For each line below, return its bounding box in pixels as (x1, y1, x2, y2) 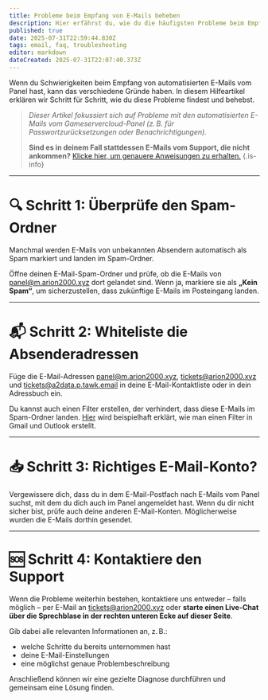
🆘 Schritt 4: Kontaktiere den (9, 550, 202, 568)
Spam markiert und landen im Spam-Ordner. (9, 253, 154, 263)
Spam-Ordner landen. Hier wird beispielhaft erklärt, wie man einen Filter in (9, 412, 253, 422)
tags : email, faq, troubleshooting (9, 41, 127, 49)
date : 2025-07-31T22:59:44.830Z (9, 33, 116, 42)
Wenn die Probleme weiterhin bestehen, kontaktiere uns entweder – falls (9, 594, 247, 604)
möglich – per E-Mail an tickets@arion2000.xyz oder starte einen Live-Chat (9, 602, 259, 612)
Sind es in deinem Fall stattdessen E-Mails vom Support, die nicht (28, 143, 250, 152)
